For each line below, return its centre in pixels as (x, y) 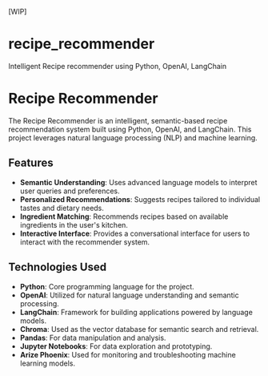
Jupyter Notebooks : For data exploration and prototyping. (116, 346)
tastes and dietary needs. (62, 208)
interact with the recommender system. (85, 242)
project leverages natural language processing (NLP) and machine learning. (133, 137)
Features (31, 163)
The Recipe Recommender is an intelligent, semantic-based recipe (118, 120)
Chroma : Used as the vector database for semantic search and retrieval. (139, 329)
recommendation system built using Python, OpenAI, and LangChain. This (130, 129)
